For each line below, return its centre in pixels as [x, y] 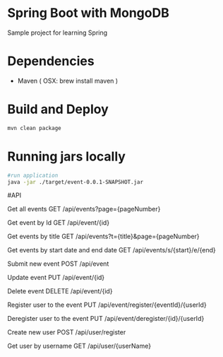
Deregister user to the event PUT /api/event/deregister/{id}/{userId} [106, 319]
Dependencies [51, 61]
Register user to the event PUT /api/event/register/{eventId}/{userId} [107, 305]
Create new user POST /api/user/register [67, 332]
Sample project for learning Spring [58, 33]
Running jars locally [66, 156]
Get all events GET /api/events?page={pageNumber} [84, 209]
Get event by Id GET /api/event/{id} [59, 223]
